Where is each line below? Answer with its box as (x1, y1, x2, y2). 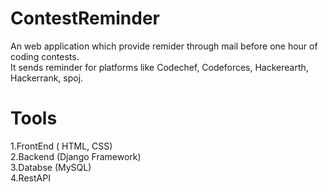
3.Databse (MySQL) (10, 161, 92, 173)
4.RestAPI (10, 172, 51, 184)
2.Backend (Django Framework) (10, 150, 142, 162)
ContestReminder (10, 7, 161, 30)
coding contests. (10, 50, 80, 62)
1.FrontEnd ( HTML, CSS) (10, 140, 113, 152)
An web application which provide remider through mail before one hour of (10, 40, 318, 52)
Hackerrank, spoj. (10, 72, 84, 84)
